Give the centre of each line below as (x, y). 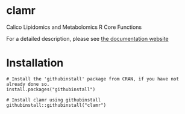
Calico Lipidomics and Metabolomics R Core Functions (74, 27)
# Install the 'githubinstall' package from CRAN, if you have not (93, 79)
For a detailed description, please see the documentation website (87, 38)
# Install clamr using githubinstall (54, 100)
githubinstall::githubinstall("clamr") (56, 105)
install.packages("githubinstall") (51, 89)
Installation (35, 63)
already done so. (28, 84)
